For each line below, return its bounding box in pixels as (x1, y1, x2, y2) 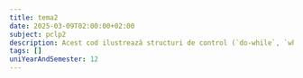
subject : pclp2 (9, 30, 67, 39)
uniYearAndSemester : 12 (9, 55, 99, 64)
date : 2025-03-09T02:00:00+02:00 (9, 22, 135, 30)
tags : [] (9, 47, 42, 56)
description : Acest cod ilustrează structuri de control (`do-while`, (9, 38, 280, 48)
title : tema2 (9, 13, 59, 22)
